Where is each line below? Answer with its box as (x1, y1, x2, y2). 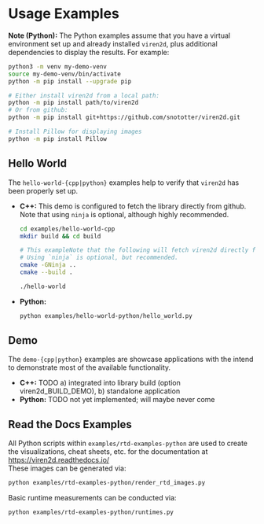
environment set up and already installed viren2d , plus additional (8, 39, 218, 48)
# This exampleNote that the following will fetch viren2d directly (19, 246, 249, 254)
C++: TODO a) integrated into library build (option (19, 378, 181, 388)
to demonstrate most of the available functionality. (8, 363, 171, 372)
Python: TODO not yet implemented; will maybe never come (19, 395, 215, 404)
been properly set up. (8, 186, 79, 195)
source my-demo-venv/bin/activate (8, 70, 122, 78)
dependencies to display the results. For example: (8, 47, 170, 57)
